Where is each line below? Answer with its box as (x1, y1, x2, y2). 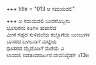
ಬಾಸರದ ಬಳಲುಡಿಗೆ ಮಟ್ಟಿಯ (6, 38, 57, 45)
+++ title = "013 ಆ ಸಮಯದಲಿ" (6, 5, 75, 12)
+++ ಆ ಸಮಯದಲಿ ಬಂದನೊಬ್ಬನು (6, 18, 70, 24)
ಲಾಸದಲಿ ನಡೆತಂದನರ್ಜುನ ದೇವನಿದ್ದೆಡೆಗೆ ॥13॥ (6, 52, 89, 58)
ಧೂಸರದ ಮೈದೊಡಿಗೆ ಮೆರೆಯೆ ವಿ (6, 45, 64, 52)
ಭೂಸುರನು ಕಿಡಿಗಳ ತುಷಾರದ (6, 24, 57, 31)
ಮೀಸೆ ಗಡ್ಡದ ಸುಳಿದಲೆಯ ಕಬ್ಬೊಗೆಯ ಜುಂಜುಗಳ (6, 31, 90, 38)
